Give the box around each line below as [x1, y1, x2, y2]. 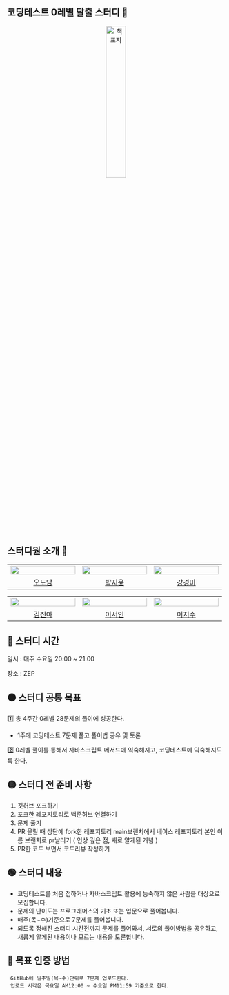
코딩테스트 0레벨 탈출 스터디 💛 [7, 6, 128, 19]
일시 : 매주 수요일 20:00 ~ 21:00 [7, 655, 95, 663]
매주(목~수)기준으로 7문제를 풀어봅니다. [17, 915, 124, 924]
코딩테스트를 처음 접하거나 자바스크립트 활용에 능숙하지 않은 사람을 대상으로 [17, 889, 221, 898]
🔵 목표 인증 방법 [7, 955, 70, 967]
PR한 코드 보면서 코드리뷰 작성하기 [17, 845, 110, 853]
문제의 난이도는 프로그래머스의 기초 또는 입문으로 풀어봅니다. [17, 907, 180, 915]
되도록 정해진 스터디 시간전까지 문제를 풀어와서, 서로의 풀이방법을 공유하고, [17, 924, 219, 932]
